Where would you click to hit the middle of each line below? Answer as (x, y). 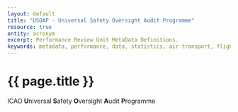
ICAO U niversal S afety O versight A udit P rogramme (81, 101)
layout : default (31, 14)
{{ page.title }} (51, 81)
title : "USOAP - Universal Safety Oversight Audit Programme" (101, 20)
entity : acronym (31, 33)
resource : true (30, 27)
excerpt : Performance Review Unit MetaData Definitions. (93, 40)
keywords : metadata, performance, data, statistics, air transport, (110, 46)
